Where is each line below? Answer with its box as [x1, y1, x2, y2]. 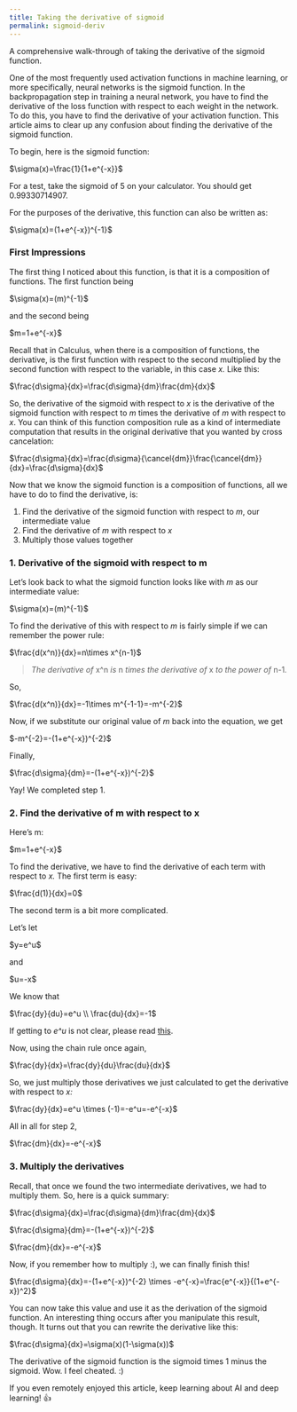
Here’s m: [9, 827, 44, 838]
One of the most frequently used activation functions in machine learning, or [9, 72, 288, 83]
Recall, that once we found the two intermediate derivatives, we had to [9, 1180, 268, 1191]
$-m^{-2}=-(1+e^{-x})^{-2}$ [9, 733, 113, 744]
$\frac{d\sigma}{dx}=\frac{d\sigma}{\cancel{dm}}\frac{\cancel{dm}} [9, 453, 262, 463]
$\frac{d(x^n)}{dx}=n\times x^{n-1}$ [9, 647, 142, 658]
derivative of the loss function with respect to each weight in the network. [9, 100, 279, 111]
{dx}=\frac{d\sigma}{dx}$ [9, 462, 104, 473]
